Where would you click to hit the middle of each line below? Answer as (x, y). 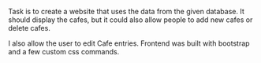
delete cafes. (30, 28)
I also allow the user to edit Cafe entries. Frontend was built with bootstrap (129, 43)
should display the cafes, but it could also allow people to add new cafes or (130, 20)
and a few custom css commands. (64, 52)
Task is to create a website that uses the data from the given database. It (126, 11)
